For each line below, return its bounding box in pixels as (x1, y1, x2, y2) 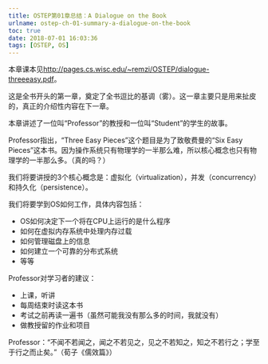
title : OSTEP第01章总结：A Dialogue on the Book (8, 11, 167, 20)
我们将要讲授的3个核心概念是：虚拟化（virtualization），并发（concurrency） (8, 173, 258, 182)
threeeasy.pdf (8, 74, 54, 84)
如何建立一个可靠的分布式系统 (19, 246, 118, 256)
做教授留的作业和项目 (19, 321, 90, 330)
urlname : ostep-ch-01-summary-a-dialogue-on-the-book (8, 19, 191, 27)
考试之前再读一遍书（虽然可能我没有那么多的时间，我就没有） (19, 310, 223, 320)
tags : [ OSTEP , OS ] (8, 42, 69, 50)
